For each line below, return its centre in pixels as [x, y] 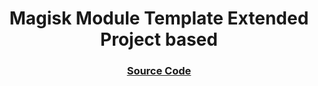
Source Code [159, 71]
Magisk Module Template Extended [159, 18]
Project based [159, 39]
